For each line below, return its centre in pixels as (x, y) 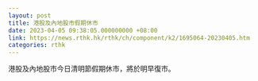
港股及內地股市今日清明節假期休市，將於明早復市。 (92, 69)
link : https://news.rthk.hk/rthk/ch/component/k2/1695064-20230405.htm (129, 38)
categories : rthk (37, 45)
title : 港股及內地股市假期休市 (53, 23)
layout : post (30, 15)
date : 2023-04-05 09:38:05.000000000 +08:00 (83, 30)
